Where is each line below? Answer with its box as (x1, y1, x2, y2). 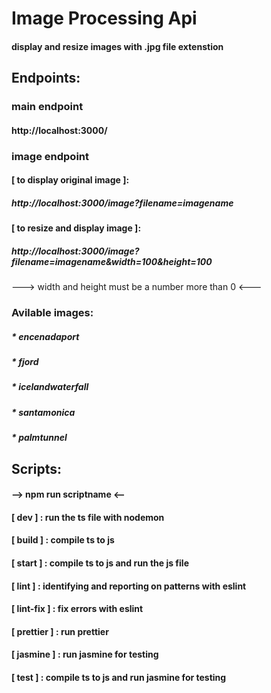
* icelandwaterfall (11, 381, 89, 393)
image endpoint (11, 149, 90, 163)
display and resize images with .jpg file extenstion (11, 40, 224, 52)
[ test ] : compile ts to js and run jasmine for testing (11, 671, 227, 683)
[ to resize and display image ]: (11, 222, 142, 234)
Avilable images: (11, 306, 94, 320)
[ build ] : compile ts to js (11, 534, 115, 546)
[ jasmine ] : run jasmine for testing (11, 648, 159, 661)
